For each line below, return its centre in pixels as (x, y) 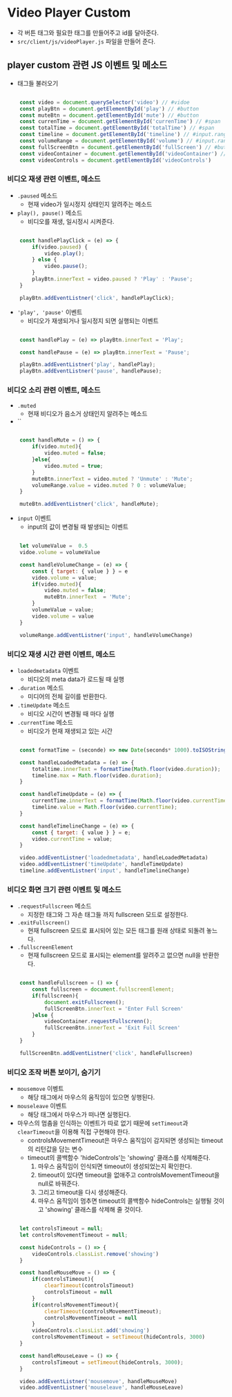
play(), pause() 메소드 (50, 213)
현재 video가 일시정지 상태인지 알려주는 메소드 (90, 204)
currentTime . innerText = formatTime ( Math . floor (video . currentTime (129, 801)
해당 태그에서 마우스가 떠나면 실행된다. (79, 1114)
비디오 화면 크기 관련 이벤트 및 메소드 (65, 889)
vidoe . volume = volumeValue (60, 553)
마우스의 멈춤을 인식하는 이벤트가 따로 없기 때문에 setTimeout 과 (103, 1123)
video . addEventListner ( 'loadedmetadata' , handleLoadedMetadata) (114, 858)
